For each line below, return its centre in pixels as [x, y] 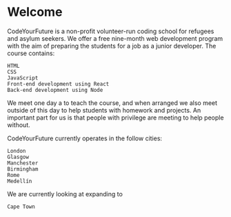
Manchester [23, 163]
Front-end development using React [58, 84]
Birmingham [23, 169]
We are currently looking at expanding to [65, 194]
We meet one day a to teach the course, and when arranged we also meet [112, 103]
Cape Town [21, 207]
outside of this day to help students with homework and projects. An [104, 110]
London [17, 151]
